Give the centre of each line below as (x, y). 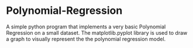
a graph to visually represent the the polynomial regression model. (86, 39)
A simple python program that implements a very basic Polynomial (86, 27)
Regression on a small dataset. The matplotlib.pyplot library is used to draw (97, 32)
